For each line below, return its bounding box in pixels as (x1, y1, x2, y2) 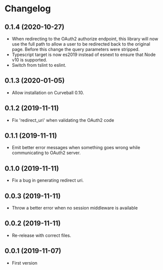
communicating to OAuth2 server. (11, 150, 81, 156)
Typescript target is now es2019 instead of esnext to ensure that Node (11, 52, 156, 57)
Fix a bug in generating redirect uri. (11, 177, 84, 183)
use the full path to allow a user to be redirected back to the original (11, 41, 151, 47)
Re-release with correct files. (11, 232, 71, 238)
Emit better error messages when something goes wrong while (11, 145, 141, 151)
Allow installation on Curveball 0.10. (11, 90, 84, 96)
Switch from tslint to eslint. (11, 62, 66, 68)
